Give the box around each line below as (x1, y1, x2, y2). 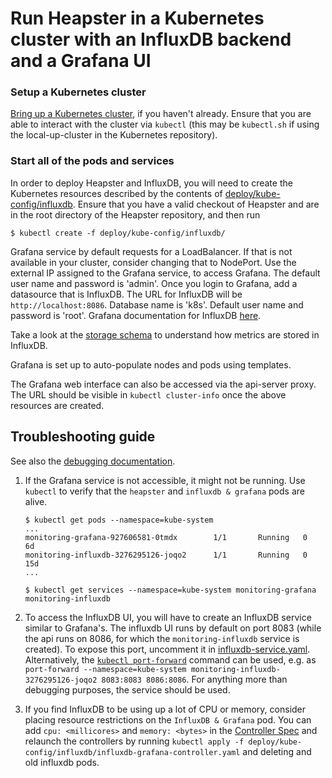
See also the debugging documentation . (10, 455, 176, 467)
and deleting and (242, 745, 312, 757)
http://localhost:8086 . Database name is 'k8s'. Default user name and (10, 298, 304, 311)
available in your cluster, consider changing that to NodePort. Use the (10, 256, 297, 268)
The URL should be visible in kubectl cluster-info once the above (10, 388, 287, 401)
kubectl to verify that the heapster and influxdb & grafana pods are (24, 485, 305, 497)
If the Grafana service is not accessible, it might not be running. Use (24, 474, 306, 486)
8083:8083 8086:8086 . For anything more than (101, 673, 288, 685)
